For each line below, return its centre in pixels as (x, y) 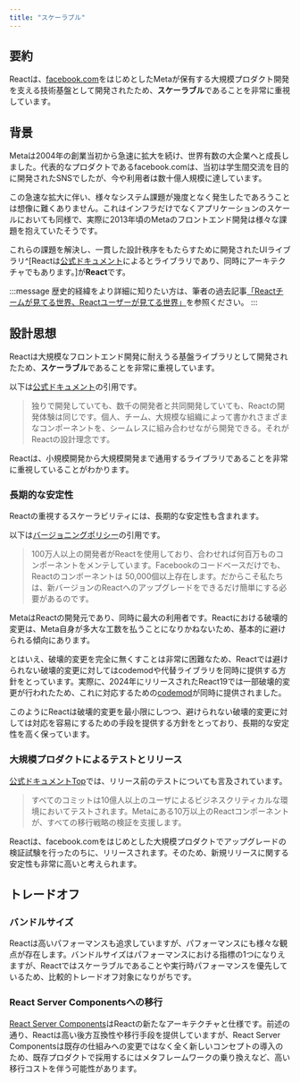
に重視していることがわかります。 (71, 470)
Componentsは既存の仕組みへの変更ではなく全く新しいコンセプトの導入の (146, 1046)
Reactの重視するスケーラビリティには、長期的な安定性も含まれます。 (137, 516)
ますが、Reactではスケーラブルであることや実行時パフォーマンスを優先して (149, 966)
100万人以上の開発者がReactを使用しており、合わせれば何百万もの (154, 554)
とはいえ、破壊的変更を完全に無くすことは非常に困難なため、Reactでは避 (145, 660)
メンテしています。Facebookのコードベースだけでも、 (186, 566)
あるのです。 (70, 599)
